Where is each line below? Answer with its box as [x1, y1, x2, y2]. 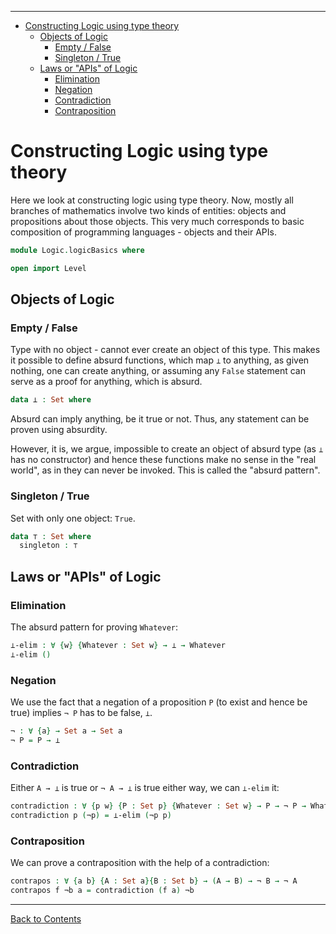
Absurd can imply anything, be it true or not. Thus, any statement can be [10, 413, 310, 425]
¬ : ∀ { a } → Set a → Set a [10, 726, 123, 736]
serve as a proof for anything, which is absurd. [10, 376, 203, 388]
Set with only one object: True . [10, 512, 136, 524]
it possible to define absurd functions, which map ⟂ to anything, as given [10, 354, 310, 366]
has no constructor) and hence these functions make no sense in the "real [10, 454, 317, 466]
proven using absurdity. [10, 424, 108, 436]
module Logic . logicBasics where [10, 245, 145, 255]
